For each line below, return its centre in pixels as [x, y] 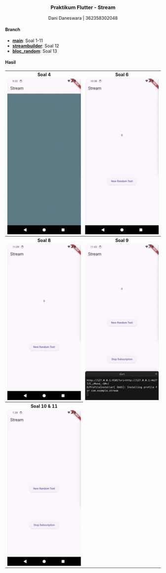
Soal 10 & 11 [44, 406]
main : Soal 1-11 [27, 41]
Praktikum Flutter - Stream [83, 7]
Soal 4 [44, 75]
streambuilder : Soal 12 [36, 45]
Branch [13, 29]
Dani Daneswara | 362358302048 [83, 18]
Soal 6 [122, 75]
